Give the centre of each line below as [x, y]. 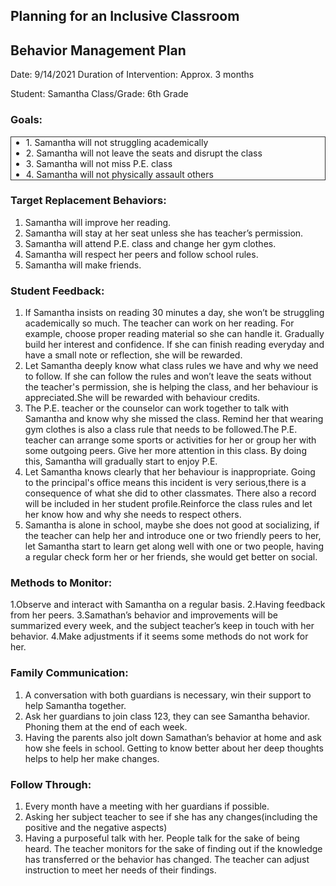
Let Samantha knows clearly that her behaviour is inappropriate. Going [170, 472]
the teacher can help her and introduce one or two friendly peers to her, [173, 536]
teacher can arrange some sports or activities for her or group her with [170, 440]
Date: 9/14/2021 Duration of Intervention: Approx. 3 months [132, 75]
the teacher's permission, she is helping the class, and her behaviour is [171, 387]
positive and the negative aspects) [96, 827]
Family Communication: [69, 673]
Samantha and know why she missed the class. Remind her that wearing [174, 419]
